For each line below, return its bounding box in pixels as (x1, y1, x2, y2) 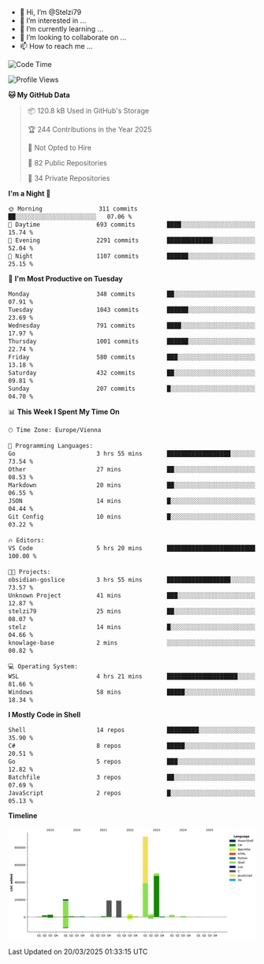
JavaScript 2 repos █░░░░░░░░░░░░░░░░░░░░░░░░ (8, 789, 256, 797)
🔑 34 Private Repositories (27, 173, 110, 183)
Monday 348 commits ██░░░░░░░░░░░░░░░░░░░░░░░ (8, 290, 256, 298)
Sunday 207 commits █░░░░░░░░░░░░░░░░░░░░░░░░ (8, 385, 256, 393)
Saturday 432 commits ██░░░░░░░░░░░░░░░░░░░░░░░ (8, 369, 256, 377)
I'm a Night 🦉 (8, 189, 51, 198)
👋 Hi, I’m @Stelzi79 (19, 8, 82, 17)
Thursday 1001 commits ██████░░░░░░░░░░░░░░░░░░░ (8, 337, 256, 345)
